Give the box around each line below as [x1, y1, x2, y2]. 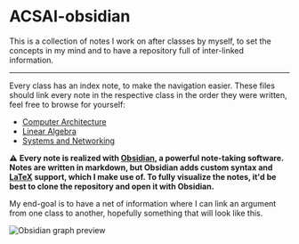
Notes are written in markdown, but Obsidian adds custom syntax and [9, 162, 273, 173]
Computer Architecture [21, 116, 107, 126]
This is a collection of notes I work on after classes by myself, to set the [9, 36, 271, 46]
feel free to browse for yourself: [9, 99, 126, 110]
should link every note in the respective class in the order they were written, [9, 89, 287, 100]
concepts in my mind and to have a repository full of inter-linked [9, 45, 245, 55]
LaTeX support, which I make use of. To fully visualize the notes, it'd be [9, 171, 277, 182]
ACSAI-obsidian [9, 6, 131, 27]
